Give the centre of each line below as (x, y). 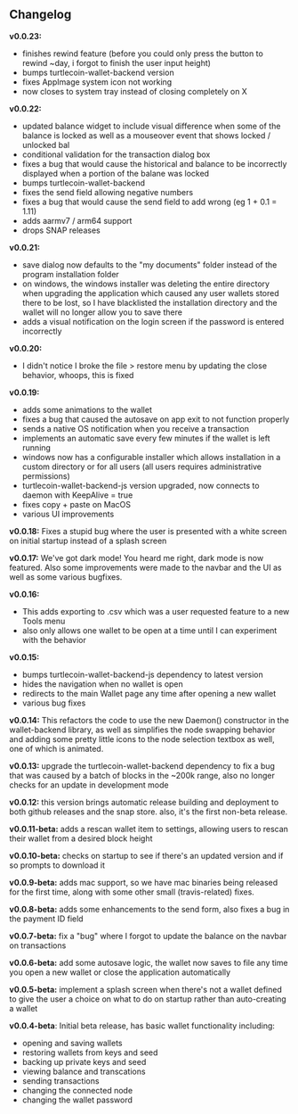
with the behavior (54, 640)
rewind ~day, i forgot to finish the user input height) (117, 62)
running (36, 447)
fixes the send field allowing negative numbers (108, 192)
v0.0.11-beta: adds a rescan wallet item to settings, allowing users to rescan (149, 829)
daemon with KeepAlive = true (77, 495)
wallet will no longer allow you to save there (102, 312)
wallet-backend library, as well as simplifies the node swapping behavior (142, 730)
